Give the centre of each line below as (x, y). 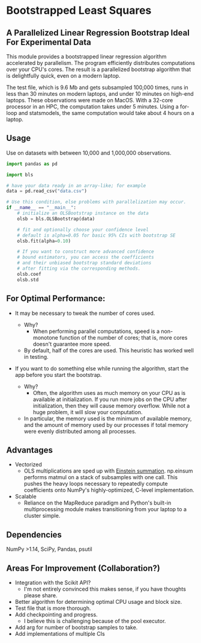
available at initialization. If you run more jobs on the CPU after (110, 399)
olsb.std (28, 280)
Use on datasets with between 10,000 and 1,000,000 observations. (89, 153)
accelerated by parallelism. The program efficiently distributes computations (100, 63)
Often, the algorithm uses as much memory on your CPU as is (109, 393)
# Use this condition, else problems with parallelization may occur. (96, 202)
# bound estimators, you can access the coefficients (85, 257)
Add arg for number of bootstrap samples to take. (76, 627)
